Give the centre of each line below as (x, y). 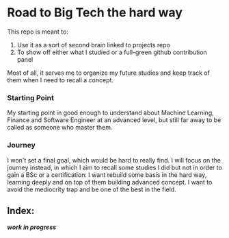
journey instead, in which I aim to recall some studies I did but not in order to (114, 167)
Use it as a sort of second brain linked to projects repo (94, 45)
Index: (21, 211)
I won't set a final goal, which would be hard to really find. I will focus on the (114, 160)
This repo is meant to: (38, 32)
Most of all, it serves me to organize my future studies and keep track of (109, 73)
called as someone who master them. (60, 128)
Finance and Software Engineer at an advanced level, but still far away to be (114, 120)
